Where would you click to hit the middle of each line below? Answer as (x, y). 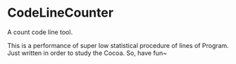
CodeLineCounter (61, 13)
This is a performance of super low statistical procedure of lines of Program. (118, 45)
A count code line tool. (40, 32)
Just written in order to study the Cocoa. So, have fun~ (87, 53)
